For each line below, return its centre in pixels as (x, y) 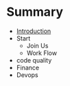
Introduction (34, 31)
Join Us (37, 45)
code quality (34, 60)
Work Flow (42, 53)
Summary (35, 12)
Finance (28, 67)
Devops (27, 75)
